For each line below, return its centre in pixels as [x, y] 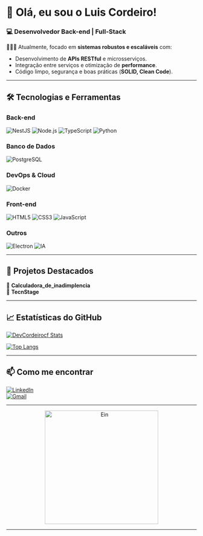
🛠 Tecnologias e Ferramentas [63, 97]
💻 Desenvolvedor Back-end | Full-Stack [66, 31]
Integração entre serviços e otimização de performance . [86, 65]
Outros [17, 233]
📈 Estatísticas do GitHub [54, 317]
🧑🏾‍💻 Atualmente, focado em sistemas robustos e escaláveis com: [89, 47]
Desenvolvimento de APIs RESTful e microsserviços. [81, 59]
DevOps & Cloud [31, 175]
